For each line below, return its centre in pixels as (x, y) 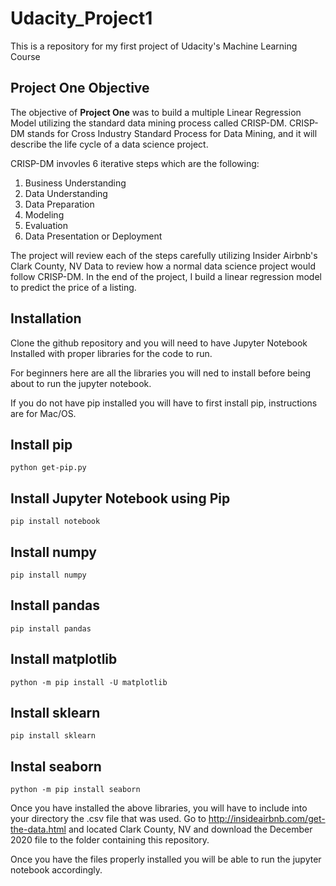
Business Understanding (75, 183)
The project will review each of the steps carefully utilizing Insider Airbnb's (164, 255)
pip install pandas (51, 628)
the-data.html (38, 829)
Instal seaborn (56, 766)
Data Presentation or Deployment (93, 236)
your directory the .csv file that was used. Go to (108, 819)
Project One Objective (80, 88)
